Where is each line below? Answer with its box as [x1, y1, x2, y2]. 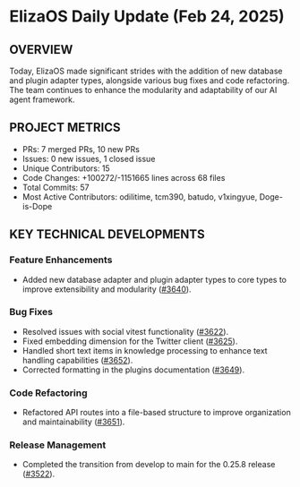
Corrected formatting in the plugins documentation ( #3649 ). [21, 364, 244, 375]
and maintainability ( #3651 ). [21, 416, 125, 427]
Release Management [9, 439, 107, 451]
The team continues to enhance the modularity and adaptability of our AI [9, 85, 278, 95]
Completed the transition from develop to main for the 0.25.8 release [21, 459, 276, 470]
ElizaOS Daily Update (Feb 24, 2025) [9, 6, 285, 27]
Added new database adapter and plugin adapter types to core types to [21, 274, 287, 285]
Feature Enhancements [9, 253, 113, 266]
